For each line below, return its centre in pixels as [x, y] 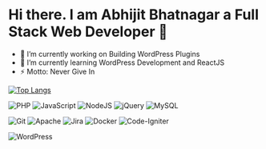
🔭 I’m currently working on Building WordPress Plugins [110, 54]
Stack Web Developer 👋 [88, 32]
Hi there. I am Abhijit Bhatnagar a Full [133, 15]
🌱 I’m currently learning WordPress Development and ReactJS [122, 62]
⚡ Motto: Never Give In [57, 71]
